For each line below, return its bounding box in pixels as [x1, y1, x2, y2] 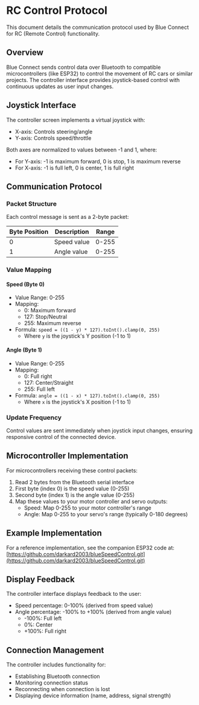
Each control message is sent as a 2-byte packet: [6, 213, 129, 221]
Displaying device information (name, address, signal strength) [14, 692, 171, 700]
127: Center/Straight [24, 379, 74, 386]
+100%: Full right [24, 628, 66, 635]
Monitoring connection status [14, 679, 89, 686]
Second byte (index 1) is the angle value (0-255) [14, 491, 135, 498]
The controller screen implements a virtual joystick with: [6, 116, 146, 124]
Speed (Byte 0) [6, 280, 45, 288]
